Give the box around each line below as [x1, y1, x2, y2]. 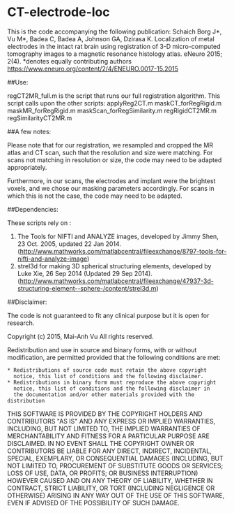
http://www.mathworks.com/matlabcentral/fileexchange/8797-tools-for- [19, 247, 227, 255]
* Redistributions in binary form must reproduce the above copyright [7, 379, 217, 386]
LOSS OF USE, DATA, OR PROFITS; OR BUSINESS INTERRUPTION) [7, 469, 198, 477]
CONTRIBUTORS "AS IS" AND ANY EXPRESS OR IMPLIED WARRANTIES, [7, 417, 216, 425]
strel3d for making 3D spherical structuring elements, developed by [17, 261, 212, 270]
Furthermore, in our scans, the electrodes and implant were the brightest [7, 176, 216, 185]
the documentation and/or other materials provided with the [13, 391, 195, 398]
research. [7, 319, 35, 327]
